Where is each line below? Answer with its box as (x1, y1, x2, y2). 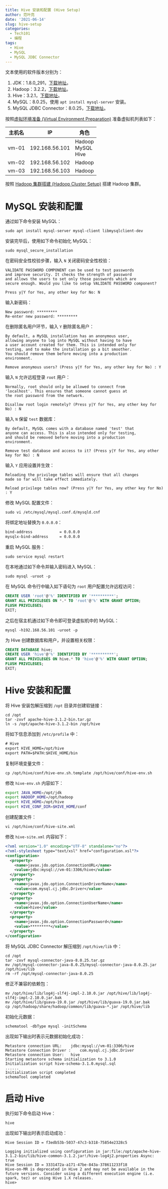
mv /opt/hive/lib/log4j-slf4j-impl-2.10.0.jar (5, 991, 105, 996)
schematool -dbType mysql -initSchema (5, 1024, 87, 1029)
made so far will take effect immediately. (5, 477, 98, 482)
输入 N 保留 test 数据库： (5, 416, 57, 422)
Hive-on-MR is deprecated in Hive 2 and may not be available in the (5, 1167, 155, 1172)
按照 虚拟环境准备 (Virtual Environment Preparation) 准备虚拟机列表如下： (5, 116, 157, 122)
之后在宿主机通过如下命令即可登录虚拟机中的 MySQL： (5, 617, 120, 624)
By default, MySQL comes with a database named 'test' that (5, 426, 135, 431)
